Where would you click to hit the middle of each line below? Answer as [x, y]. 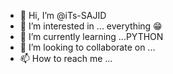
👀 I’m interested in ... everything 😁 [91, 26]
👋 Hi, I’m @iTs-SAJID [63, 15]
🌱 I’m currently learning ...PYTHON [91, 36]
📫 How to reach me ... [66, 58]
